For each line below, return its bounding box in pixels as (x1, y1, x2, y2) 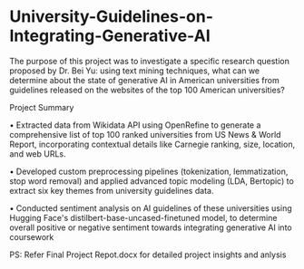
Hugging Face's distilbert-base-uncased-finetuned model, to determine (9, 212, 278, 223)
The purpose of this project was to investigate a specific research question (9, 55, 290, 66)
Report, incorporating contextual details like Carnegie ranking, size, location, (9, 139, 296, 149)
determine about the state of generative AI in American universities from (9, 74, 279, 85)
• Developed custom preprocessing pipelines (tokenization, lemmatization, (9, 166, 289, 177)
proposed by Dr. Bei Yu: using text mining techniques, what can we (9, 65, 260, 76)
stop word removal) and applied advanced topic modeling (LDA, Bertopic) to (9, 175, 295, 187)
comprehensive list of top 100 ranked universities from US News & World (9, 129, 281, 139)
